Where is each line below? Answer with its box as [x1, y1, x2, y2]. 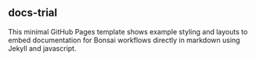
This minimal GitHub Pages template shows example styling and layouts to [8, 27, 248, 36]
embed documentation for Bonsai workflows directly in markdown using [8, 35, 240, 45]
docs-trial [8, 6, 57, 20]
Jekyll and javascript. [8, 43, 77, 53]
